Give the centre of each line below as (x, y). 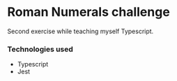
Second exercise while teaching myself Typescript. (80, 31)
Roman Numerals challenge (89, 12)
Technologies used (40, 49)
